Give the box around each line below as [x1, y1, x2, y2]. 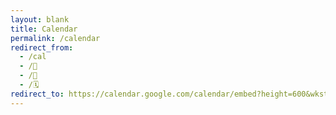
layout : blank [10, 14, 70, 25]
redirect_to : [10, 89, 65, 99]
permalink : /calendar [10, 33, 101, 43]
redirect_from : [10, 42, 74, 53]
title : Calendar [10, 24, 78, 34]
